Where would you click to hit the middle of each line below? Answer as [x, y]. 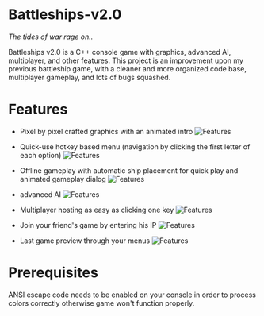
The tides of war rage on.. [51, 37]
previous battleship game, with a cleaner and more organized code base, [128, 68]
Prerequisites [54, 273]
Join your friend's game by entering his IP [88, 225]
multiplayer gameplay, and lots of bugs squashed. [90, 77]
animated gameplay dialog [63, 179]
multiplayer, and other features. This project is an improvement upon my [126, 60]
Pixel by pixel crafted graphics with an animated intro [106, 131]
